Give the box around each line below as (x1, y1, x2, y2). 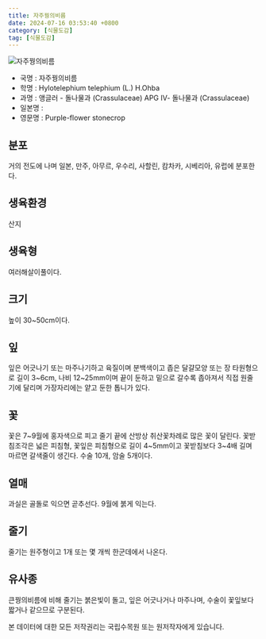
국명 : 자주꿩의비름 (19, 73, 78, 83)
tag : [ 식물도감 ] (8, 33, 56, 42)
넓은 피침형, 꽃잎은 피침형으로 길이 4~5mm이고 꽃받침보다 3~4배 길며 (35, 441, 253, 451)
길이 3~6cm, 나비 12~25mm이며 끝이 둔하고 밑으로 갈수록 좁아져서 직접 (16, 373, 239, 383)
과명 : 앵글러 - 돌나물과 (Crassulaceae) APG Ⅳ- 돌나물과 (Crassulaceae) (19, 93, 250, 103)
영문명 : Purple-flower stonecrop (19, 113, 125, 123)
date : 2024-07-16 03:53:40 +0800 (8, 19, 119, 27)
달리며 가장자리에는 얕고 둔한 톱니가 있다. (22, 383, 151, 393)
